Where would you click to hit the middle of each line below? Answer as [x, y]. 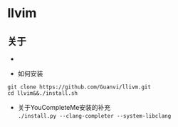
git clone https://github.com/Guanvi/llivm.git [79, 87]
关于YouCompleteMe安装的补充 [64, 107]
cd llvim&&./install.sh [43, 93]
